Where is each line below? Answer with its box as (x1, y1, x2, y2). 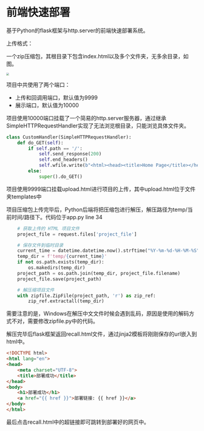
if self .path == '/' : (28, 145, 83, 152)
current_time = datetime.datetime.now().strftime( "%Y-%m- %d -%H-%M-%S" (17, 248, 200, 254)
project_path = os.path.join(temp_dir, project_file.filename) (17, 270, 181, 276)
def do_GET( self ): (17, 140, 64, 146)
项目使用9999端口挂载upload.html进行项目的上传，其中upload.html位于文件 (6, 185, 196, 192)
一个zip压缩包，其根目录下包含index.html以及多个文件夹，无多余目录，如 (6, 52, 189, 59)
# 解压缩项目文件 (17, 287, 55, 293)
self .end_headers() (38, 157, 88, 163)
